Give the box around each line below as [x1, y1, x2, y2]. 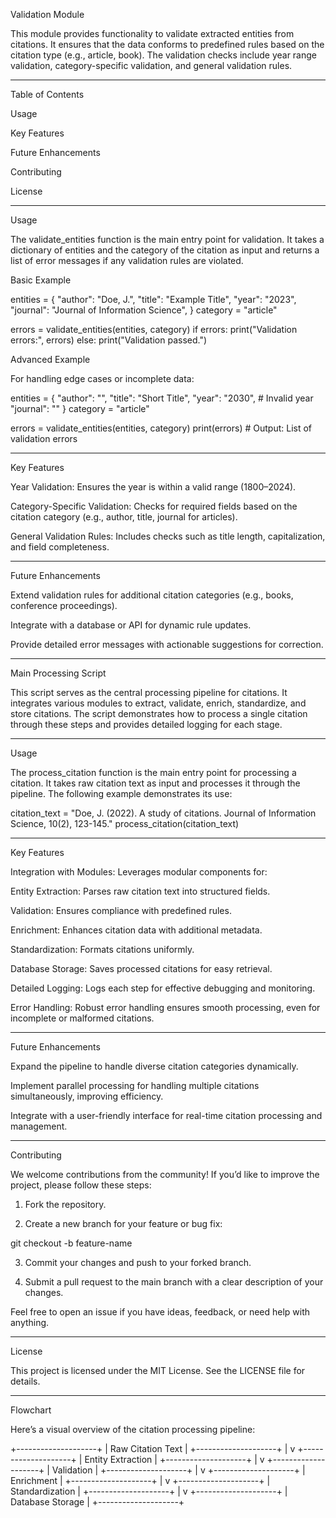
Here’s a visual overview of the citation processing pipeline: [10, 1424, 256, 1435]
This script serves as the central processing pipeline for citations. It [10, 687, 288, 698]
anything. [10, 1317, 50, 1328]
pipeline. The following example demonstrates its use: [10, 788, 233, 799]
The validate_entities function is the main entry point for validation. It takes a [10, 234, 325, 245]
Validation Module [10, 9, 85, 20]
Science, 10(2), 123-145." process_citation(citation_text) [10, 818, 240, 829]
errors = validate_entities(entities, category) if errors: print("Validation [10, 324, 298, 335]
